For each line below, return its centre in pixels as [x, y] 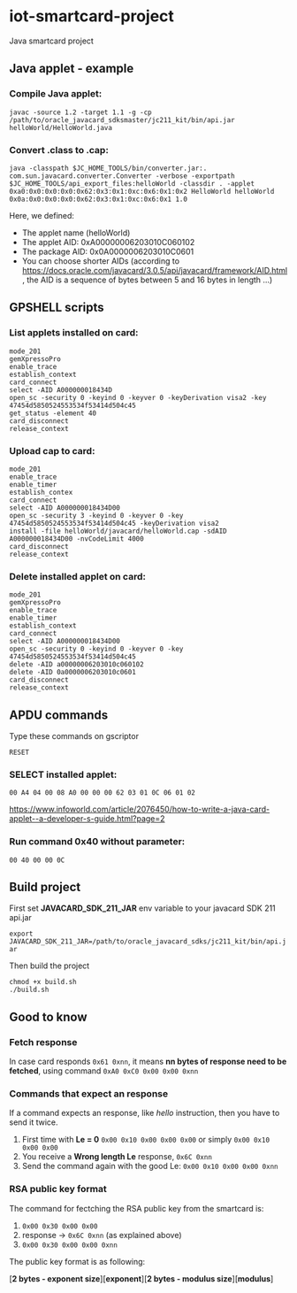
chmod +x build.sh [43, 982]
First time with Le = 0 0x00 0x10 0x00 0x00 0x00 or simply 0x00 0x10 [146, 1140]
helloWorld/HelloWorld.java [61, 127]
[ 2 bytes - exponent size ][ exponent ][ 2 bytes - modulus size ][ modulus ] [141, 1278]
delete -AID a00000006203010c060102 [76, 665]
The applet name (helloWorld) [76, 233]
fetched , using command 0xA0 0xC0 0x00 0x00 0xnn [104, 1071]
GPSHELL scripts [57, 308]
